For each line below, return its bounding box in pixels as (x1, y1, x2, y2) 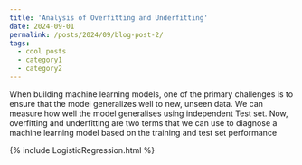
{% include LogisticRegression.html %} (9, 144, 156, 155)
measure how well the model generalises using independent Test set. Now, (9, 108, 288, 119)
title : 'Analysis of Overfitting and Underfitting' (9, 13, 208, 23)
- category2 (17, 64, 63, 73)
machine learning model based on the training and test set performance (9, 127, 278, 138)
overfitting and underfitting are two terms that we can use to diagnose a (9, 117, 278, 128)
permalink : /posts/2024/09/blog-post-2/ (9, 30, 165, 39)
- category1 (17, 55, 63, 64)
